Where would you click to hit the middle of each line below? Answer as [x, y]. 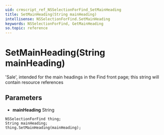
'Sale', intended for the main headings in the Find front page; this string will [82, 77]
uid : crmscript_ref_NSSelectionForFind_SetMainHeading [63, 10]
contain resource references [34, 82]
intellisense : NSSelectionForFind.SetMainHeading [58, 19]
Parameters [24, 98]
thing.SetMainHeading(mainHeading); [43, 128]
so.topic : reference [27, 28]
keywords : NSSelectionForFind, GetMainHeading [54, 24]
